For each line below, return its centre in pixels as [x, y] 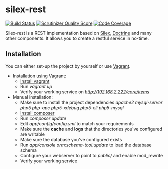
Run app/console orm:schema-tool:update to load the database [86, 145]
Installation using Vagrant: [39, 76]
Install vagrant [35, 81]
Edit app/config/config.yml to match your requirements [77, 123]
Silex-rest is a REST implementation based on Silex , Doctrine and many [78, 33]
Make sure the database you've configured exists [71, 139]
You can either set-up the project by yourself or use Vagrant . [68, 66]
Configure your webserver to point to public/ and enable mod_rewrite [92, 155]
